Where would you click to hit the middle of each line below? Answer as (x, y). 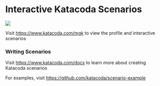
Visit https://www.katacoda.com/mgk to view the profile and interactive (80, 33)
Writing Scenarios (28, 51)
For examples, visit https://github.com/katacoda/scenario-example (75, 78)
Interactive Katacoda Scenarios (74, 9)
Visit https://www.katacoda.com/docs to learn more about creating (76, 63)
